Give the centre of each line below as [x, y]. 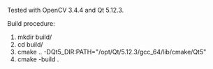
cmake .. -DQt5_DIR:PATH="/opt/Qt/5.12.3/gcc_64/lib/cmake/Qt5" [112, 52]
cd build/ [30, 44]
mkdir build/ [35, 37]
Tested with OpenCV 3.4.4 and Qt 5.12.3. [66, 10]
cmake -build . [38, 59]
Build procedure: [31, 23]
